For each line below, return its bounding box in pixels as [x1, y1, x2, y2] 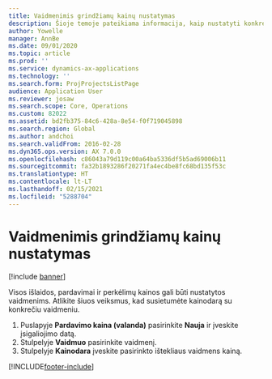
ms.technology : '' [8, 72, 70, 80]
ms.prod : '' [8, 57, 49, 66]
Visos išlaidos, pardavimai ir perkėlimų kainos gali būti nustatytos [8, 287, 226, 296]
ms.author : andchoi [8, 132, 74, 140]
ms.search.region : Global [8, 125, 96, 133]
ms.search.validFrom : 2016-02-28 [8, 139, 121, 148]
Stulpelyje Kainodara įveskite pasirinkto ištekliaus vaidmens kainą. [19, 346, 243, 356]
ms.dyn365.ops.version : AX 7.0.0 [8, 147, 121, 155]
